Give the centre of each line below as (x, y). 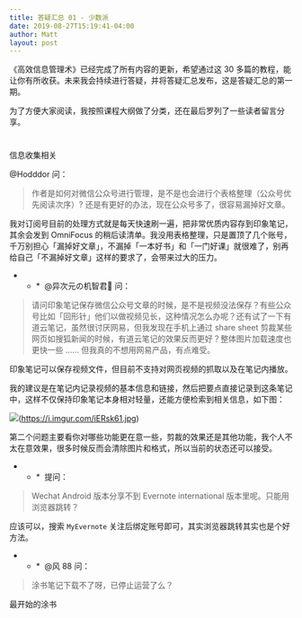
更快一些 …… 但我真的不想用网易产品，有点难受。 (123, 350)
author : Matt (34, 34)
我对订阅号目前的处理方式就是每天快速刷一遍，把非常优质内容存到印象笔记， (151, 224)
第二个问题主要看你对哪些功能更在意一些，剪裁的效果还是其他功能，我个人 (147, 437)
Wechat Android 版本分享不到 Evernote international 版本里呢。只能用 (160, 496)
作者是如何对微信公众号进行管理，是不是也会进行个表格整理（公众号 (157, 193)
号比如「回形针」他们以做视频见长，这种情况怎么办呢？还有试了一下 (157, 316)
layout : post (34, 43)
